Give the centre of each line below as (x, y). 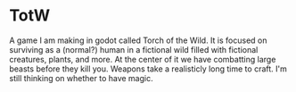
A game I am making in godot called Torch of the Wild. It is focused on (138, 40)
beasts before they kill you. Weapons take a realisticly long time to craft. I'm (148, 69)
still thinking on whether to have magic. (81, 78)
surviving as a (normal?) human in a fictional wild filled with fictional (134, 49)
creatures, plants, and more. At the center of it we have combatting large (143, 59)
